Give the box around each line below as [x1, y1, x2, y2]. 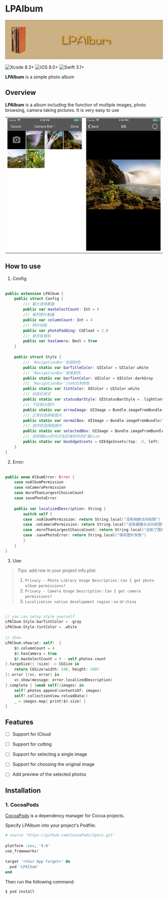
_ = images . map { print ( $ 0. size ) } [14, 698, 86, 704]
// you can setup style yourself [5, 614, 75, 619]
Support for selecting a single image [12, 751, 87, 758]
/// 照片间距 [23, 323, 47, 328]
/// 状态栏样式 [23, 392, 51, 397]
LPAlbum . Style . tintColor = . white [5, 625, 77, 630]
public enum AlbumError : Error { [5, 475, 75, 480]
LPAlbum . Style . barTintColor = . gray [5, 619, 81, 625]
